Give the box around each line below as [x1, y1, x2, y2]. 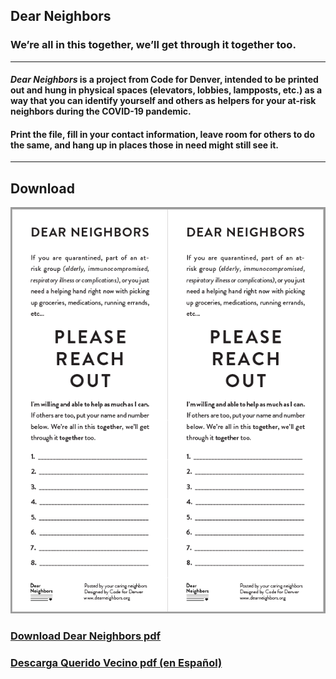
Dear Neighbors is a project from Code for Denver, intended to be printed [10, 74, 319, 86]
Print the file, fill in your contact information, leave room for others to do [10, 128, 316, 140]
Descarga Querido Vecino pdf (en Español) [10, 656, 223, 670]
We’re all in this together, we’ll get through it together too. [10, 38, 297, 52]
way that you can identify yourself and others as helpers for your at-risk [10, 95, 317, 107]
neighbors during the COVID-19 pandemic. [10, 105, 192, 118]
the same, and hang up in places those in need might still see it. [10, 139, 280, 151]
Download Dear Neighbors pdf [10, 629, 162, 643]
